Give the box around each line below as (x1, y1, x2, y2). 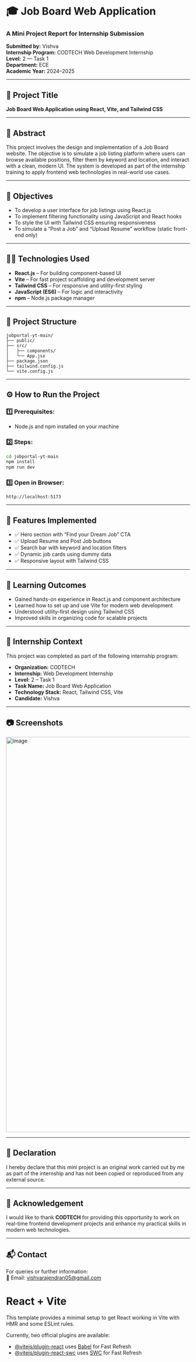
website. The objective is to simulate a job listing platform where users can (6, 150, 185, 157)
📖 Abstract (6, 128, 45, 138)
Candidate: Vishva (14, 694, 60, 701)
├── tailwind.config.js (6, 363, 64, 369)
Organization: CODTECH (14, 663, 76, 670)
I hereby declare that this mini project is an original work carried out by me (6, 1163, 185, 1171)
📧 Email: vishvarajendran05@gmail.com (6, 1274, 101, 1281)
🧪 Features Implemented (6, 515, 97, 525)
